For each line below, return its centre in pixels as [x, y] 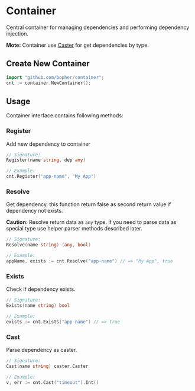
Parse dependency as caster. [42, 350]
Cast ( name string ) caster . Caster [47, 366]
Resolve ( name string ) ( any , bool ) [49, 245]
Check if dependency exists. [41, 289]
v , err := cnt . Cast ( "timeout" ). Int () [53, 382]
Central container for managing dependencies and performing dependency [98, 27]
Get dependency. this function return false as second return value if [89, 204]
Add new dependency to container [48, 144]
